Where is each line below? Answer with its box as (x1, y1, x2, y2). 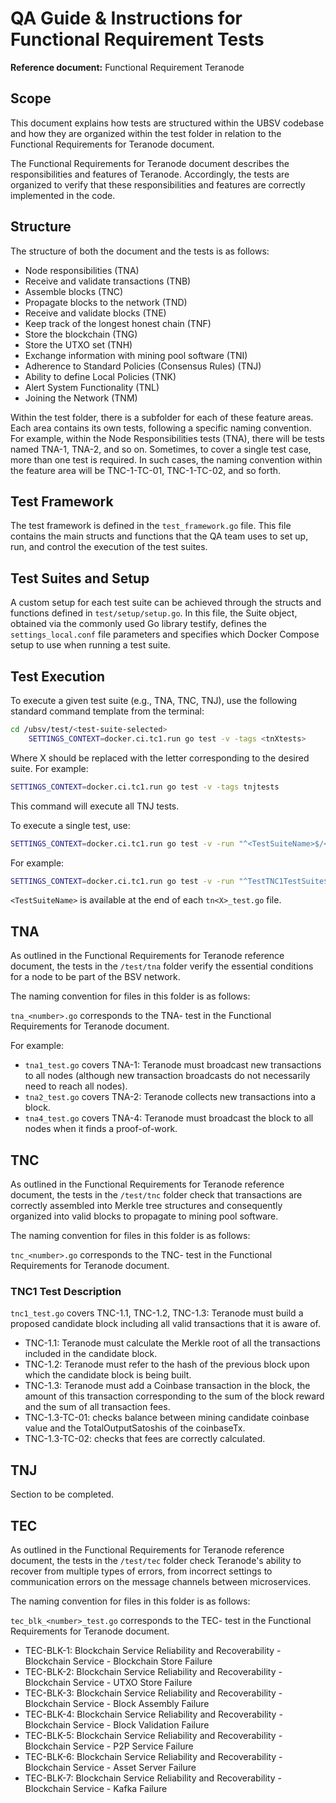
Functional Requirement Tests (10, 28, 265, 51)
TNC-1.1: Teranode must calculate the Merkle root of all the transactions (24, 1337, 321, 1349)
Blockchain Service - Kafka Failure (24, 1782, 168, 1794)
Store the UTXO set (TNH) (24, 338, 133, 351)
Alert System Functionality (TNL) (24, 381, 160, 393)
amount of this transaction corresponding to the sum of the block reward (24, 1390, 325, 1402)
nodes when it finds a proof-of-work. (24, 1123, 178, 1135)
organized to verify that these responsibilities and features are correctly (10, 178, 306, 191)
